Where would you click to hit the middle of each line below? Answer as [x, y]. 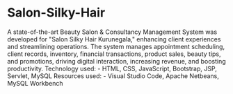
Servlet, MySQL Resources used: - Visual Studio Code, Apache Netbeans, [113, 76]
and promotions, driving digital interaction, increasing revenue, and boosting [116, 61]
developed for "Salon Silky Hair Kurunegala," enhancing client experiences [114, 39]
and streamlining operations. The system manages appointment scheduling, [116, 46]
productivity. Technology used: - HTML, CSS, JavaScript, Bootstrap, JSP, [112, 68]
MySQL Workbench [35, 83]
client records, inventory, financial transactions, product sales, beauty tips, [114, 54]
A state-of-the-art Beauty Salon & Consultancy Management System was [112, 32]
